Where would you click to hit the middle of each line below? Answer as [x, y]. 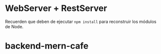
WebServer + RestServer [56, 8]
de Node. [14, 26]
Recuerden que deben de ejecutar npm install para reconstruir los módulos [81, 22]
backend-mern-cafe [47, 46]
